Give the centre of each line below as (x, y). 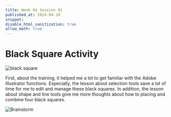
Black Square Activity (52, 54)
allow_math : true (24, 29)
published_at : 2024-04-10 (33, 15)
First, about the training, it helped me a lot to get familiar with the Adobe (81, 78)
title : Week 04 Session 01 (34, 10)
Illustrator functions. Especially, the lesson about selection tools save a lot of (86, 83)
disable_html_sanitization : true (41, 24)
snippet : (15, 19)
